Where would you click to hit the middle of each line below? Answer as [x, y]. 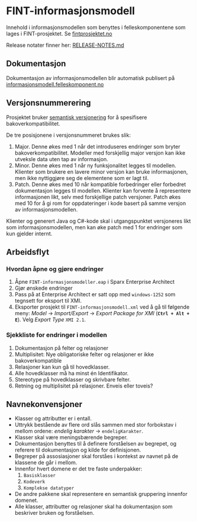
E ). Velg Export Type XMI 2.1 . [50, 320]
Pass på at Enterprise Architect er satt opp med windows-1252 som [95, 294]
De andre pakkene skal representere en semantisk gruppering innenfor [101, 494]
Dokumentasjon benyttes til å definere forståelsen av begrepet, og [96, 444]
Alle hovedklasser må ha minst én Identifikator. [72, 373]
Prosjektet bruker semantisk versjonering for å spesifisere [77, 117]
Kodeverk [34, 482]
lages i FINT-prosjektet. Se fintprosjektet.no [59, 33]
